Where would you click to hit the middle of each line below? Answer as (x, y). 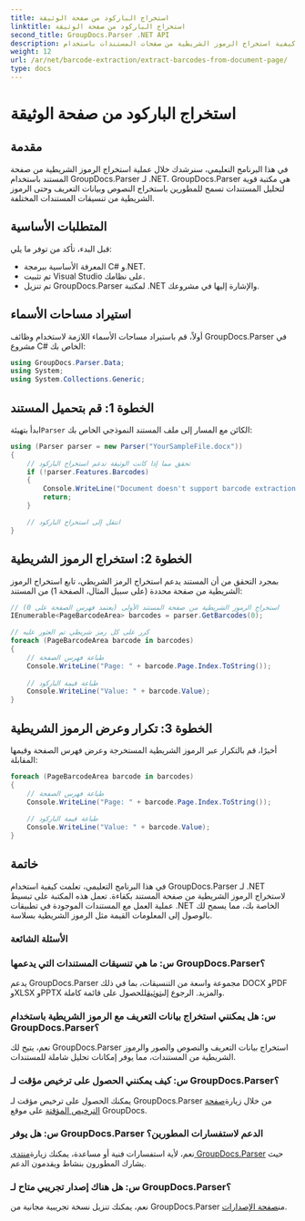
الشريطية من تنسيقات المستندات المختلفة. (83, 198)
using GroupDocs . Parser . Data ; (68, 362)
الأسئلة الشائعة (39, 939)
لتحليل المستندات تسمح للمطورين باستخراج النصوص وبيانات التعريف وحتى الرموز (147, 188)
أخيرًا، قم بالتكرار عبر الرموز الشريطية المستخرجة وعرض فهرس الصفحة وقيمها (144, 750)
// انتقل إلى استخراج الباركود (74, 522)
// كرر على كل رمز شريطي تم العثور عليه (80, 632)
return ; (57, 497)
